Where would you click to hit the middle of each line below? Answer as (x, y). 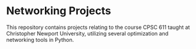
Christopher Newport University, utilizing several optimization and (88, 33)
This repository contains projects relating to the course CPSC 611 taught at (98, 27)
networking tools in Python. (40, 40)
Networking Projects (59, 11)
